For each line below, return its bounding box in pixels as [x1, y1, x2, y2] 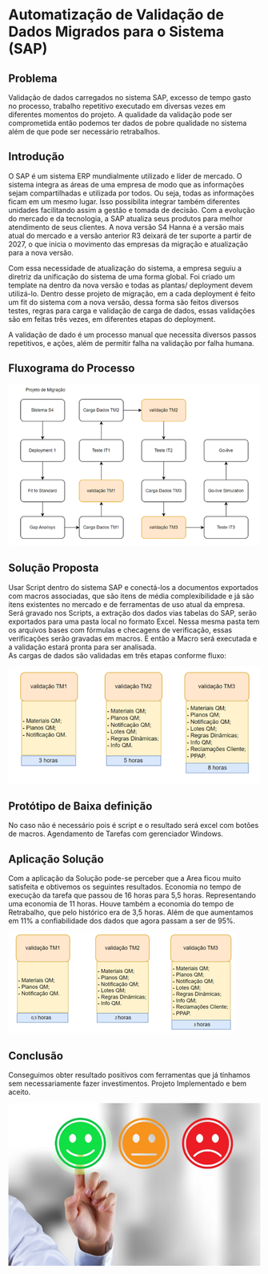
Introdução [8, 150, 65, 163]
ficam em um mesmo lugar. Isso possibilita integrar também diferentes [8, 196, 240, 206]
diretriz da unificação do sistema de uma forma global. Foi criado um [8, 271, 235, 281]
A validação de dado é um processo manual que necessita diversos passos [8, 330, 257, 340]
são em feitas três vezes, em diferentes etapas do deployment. [8, 314, 216, 324]
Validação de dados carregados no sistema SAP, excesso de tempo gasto [8, 93, 252, 102]
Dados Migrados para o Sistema [8, 22, 225, 41]
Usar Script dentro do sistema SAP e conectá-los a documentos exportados [8, 582, 258, 592]
